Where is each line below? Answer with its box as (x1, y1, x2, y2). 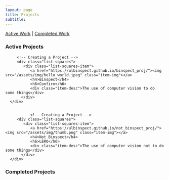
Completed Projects (5, 168, 56, 175)
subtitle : (5, 17, 26, 22)
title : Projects (5, 12, 39, 17)
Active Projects (5, 43, 44, 51)
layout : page (5, 7, 33, 13)
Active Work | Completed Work (5, 31, 70, 37)
